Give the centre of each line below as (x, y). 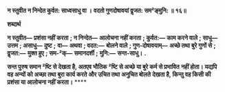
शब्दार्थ (14, 24)
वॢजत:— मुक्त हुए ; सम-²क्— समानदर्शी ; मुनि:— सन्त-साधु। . (77, 53)
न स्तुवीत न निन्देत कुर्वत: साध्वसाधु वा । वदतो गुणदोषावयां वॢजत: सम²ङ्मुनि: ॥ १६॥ (97, 11)
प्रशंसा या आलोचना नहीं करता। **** (47, 82)
